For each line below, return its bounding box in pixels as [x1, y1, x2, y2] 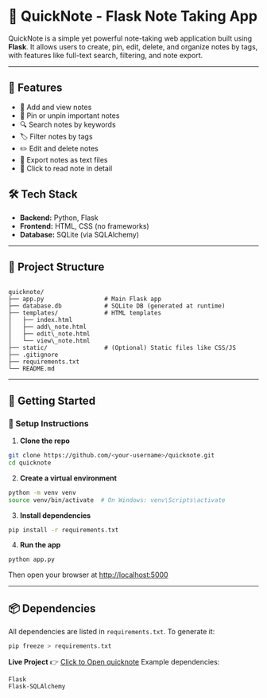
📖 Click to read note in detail [19, 163, 113, 173]
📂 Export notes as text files [19, 155, 108, 164]
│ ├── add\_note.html [8, 323, 87, 331]
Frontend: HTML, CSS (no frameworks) [19, 221, 149, 230]
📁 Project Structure [8, 260, 105, 273]
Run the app [19, 540, 61, 550]
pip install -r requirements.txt [8, 526, 119, 534]
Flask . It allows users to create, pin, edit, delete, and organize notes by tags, [8, 41, 258, 51]
